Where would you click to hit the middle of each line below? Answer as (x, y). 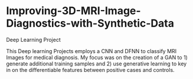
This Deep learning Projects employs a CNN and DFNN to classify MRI (91, 51)
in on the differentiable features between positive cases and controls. (91, 70)
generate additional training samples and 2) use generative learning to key (97, 64)
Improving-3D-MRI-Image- (73, 11)
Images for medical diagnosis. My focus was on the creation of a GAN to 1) (97, 57)
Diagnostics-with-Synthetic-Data (90, 23)
